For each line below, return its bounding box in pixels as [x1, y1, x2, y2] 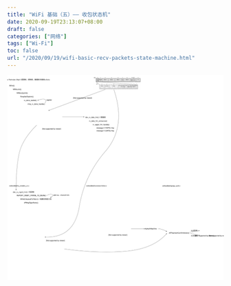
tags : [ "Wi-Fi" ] [7, 40, 54, 47]
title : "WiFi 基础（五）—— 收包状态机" [7, 11, 111, 18]
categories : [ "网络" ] [7, 33, 67, 40]
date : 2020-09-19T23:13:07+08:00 [7, 18, 103, 25]
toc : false [7, 47, 38, 54]
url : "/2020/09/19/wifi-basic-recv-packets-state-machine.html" [7, 55, 195, 62]
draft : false [7, 25, 45, 32]
